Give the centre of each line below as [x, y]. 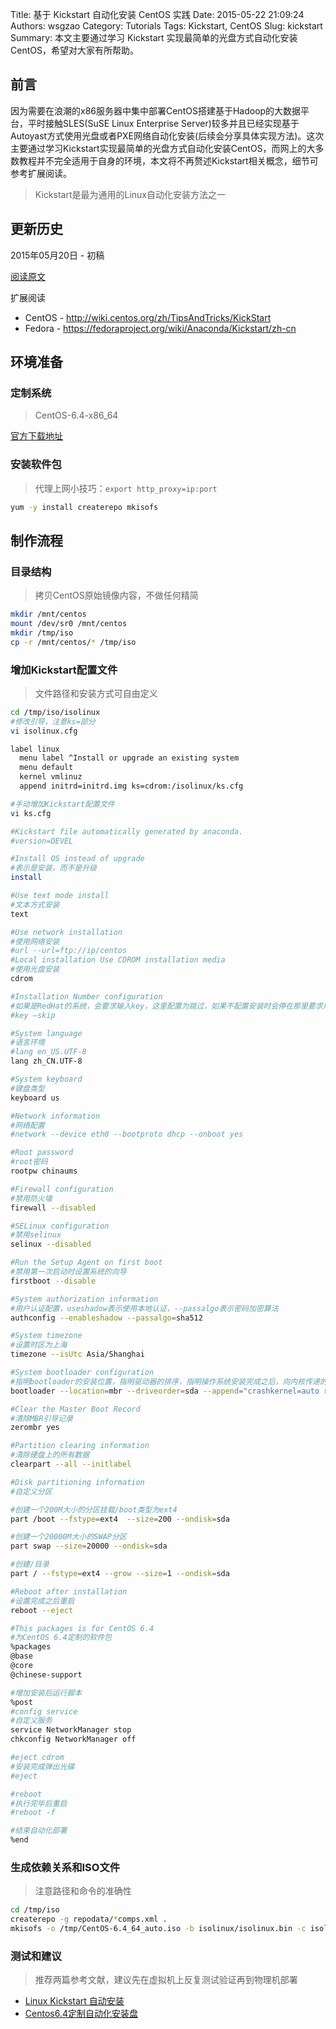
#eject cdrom [37, 1758]
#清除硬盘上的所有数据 [50, 1455]
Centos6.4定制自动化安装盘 [81, 2014]
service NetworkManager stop [71, 1730]
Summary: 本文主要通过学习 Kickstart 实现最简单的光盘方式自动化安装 [154, 37]
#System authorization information [84, 1299]
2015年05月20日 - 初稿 [57, 255]
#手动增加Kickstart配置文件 [62, 804]
